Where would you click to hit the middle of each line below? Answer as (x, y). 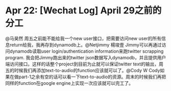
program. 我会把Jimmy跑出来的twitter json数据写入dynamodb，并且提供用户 (86, 57)
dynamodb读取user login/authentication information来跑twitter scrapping (87, 51)
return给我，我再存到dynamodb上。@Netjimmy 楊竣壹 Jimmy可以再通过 (86, 44)
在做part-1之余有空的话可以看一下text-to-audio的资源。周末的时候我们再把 (88, 77)
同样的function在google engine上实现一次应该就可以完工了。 (69, 83)
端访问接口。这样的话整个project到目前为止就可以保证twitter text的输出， (82, 64)
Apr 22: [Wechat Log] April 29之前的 (83, 10)
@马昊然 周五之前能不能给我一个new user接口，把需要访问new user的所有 (83, 38)
